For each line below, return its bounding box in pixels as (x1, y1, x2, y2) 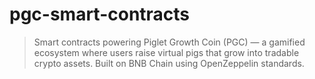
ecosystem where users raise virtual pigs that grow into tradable (33, 46, 300, 58)
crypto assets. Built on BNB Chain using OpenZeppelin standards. (33, 57, 305, 69)
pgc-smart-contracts (9, 3, 191, 26)
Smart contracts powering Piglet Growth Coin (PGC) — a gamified (33, 36, 306, 48)
